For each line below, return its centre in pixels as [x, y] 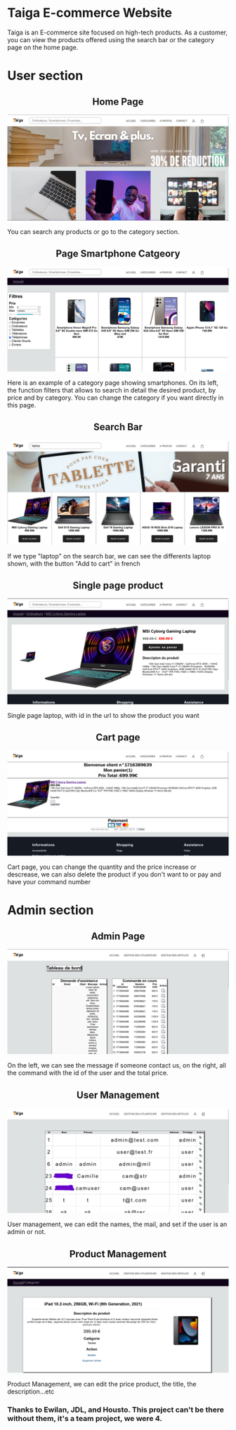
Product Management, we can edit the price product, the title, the [102, 1384]
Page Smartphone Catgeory [118, 254]
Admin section [51, 910]
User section [45, 76]
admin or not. [27, 1232]
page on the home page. [43, 47]
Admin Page [118, 936]
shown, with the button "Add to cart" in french [74, 563]
